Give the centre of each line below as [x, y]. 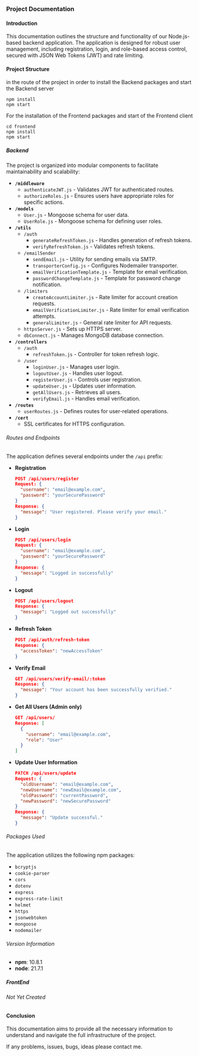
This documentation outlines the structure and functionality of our [87, 36]
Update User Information [46, 763]
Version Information [30, 943]
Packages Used [26, 837]
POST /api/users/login [43, 540]
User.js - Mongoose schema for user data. [76, 215]
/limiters [36, 292]
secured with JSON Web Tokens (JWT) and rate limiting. [75, 55]
